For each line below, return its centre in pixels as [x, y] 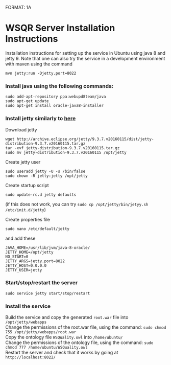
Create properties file [28, 219]
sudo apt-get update [27, 101]
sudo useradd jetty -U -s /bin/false [45, 171]
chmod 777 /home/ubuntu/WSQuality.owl [46, 348]
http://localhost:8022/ [31, 357]
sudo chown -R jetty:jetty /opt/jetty [46, 176]
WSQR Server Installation [60, 28]
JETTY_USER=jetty [24, 270]
